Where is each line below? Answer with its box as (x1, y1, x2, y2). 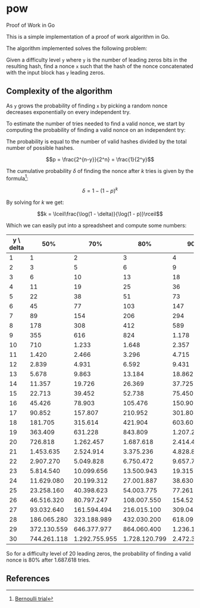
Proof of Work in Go (6, 21, 55, 29)
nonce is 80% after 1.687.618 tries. (6, 557, 90, 564)
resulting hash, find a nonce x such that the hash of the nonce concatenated (6, 62, 193, 70)
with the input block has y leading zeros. (6, 69, 105, 76)
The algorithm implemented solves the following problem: (6, 44, 148, 52)
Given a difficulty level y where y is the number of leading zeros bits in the (6, 56, 187, 63)
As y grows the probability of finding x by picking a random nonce (6, 102, 168, 109)
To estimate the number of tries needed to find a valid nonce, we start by (6, 120, 185, 127)
